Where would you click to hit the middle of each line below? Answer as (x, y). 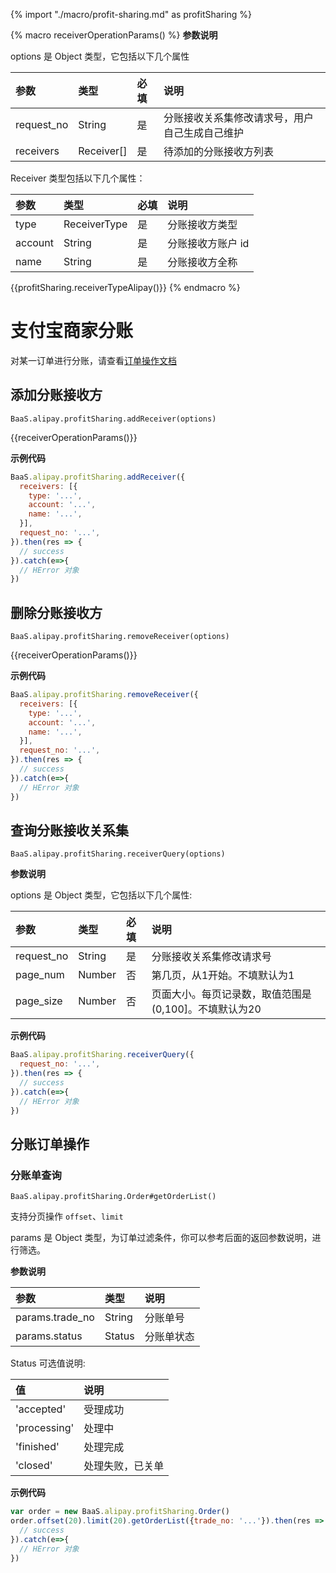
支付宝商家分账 (72, 331)
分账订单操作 (50, 1144)
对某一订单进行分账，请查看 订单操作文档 (93, 360)
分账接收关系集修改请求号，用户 (238, 117)
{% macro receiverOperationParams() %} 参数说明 (114, 35)
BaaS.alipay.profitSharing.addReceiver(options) (113, 419)
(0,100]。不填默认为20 (206, 1009)
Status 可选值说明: (48, 1363)
